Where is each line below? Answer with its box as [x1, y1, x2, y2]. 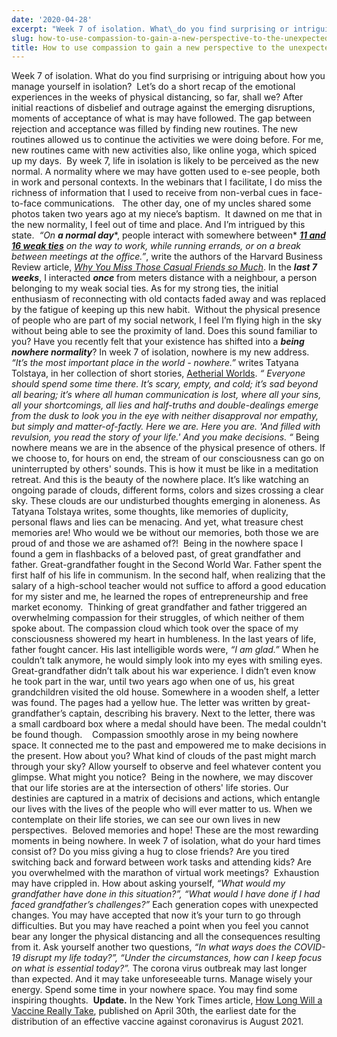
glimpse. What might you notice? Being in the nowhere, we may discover [11, 771, 314, 783]
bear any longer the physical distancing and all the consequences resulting [11, 931, 321, 943]
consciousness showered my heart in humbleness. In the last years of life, [11, 633, 317, 645]
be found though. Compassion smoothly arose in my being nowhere [11, 729, 299, 741]
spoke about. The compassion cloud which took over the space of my [11, 622, 299, 635]
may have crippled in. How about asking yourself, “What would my [11, 877, 286, 890]
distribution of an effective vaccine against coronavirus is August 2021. [11, 1016, 304, 1028]
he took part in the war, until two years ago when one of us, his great [11, 676, 295, 688]
